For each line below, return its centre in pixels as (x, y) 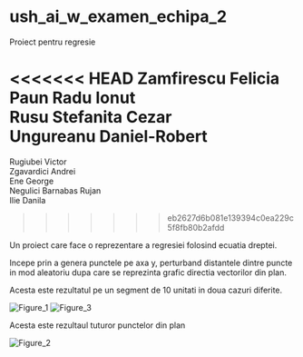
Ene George (32, 181)
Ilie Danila (28, 200)
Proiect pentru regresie (53, 42)
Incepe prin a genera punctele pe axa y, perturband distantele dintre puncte (151, 263)
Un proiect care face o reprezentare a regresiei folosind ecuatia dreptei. (143, 245)
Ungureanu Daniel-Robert (109, 137)
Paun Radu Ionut (73, 98)
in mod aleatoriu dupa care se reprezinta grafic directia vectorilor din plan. (148, 272)
